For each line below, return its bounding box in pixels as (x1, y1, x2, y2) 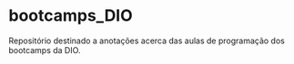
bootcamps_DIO (8, 5, 133, 26)
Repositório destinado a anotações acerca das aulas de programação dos (8, 35, 286, 46)
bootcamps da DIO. (8, 44, 81, 55)
